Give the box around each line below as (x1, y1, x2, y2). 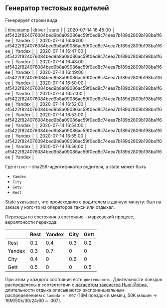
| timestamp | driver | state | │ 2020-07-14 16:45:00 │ (5, 27, 115, 33)
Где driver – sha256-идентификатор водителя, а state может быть (5, 163, 146, 169)
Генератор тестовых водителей (5, 4, 109, 12)
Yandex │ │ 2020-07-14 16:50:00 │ (15, 80, 88, 86)
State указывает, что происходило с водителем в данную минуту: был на (5, 199, 162, 205)
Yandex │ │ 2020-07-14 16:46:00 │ (15, 37, 88, 43)
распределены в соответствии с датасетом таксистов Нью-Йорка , (5, 282, 148, 288)
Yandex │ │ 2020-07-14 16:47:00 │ (15, 48, 88, 54)
